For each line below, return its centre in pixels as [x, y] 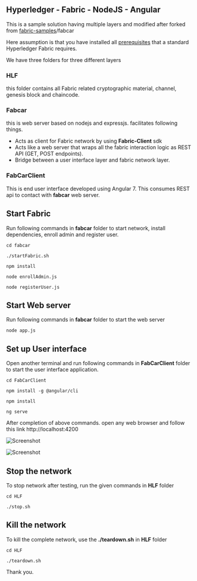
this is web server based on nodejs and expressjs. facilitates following [92, 123]
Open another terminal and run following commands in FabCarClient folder [98, 363]
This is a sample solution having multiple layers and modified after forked [96, 24]
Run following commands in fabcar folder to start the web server [86, 320]
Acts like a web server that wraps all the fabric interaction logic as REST [103, 147]
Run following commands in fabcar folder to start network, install [86, 228]
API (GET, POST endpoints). [49, 154]
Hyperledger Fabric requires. [42, 48]
